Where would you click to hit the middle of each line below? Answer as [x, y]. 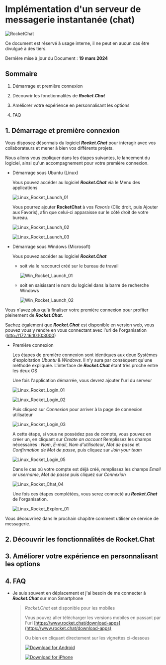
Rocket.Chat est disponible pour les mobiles [70, 608]
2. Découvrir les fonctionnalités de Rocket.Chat [80, 539]
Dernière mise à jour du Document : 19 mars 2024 [57, 58]
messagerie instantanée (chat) [70, 20]
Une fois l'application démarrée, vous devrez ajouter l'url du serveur [82, 380]
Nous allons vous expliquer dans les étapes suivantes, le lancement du [78, 158]
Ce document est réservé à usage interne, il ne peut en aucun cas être [77, 43]
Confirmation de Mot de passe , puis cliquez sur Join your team [77, 449]
